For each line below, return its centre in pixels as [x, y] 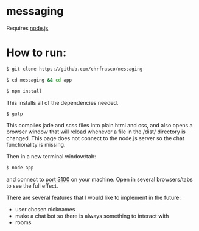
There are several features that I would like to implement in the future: [94, 198]
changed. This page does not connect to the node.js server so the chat [95, 138]
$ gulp [15, 114]
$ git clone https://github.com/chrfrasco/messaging [75, 69]
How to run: [37, 53]
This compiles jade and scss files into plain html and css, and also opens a [100, 126]
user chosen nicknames [45, 210]
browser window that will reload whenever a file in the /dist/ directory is [96, 132]
